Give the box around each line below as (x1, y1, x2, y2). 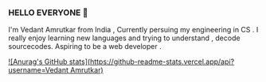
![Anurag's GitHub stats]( (8, 57, 91, 66)
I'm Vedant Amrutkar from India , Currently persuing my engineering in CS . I (8, 25, 259, 35)
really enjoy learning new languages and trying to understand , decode (8, 33, 241, 43)
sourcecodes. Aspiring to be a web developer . (8, 42, 162, 51)
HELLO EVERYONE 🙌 (8, 7, 88, 18)
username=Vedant (8, 65, 69, 75)
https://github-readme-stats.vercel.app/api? (90, 57, 235, 66)
